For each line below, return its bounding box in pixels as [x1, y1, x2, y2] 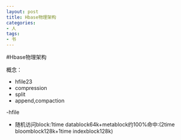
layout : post [6, 8, 39, 15]
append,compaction [14, 97, 65, 104]
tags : [6, 31, 20, 37]
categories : [6, 20, 36, 26]
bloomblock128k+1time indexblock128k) [14, 127, 113, 135]
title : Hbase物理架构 [6, 14, 57, 20]
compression [14, 85, 48, 91]
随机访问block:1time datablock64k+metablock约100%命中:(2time [14, 121, 175, 128]
